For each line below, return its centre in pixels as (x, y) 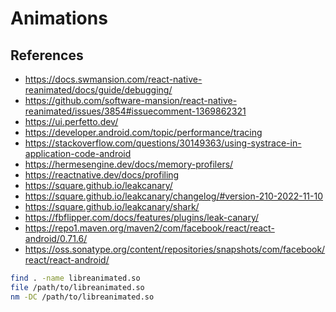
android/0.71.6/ (56, 238)
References (47, 55)
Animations (59, 18)
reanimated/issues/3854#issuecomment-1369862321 (135, 111)
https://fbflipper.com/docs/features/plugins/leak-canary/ (141, 217)
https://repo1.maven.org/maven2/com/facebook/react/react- (149, 228)
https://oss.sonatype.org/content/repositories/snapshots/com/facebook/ (175, 249)
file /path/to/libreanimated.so (77, 287)
